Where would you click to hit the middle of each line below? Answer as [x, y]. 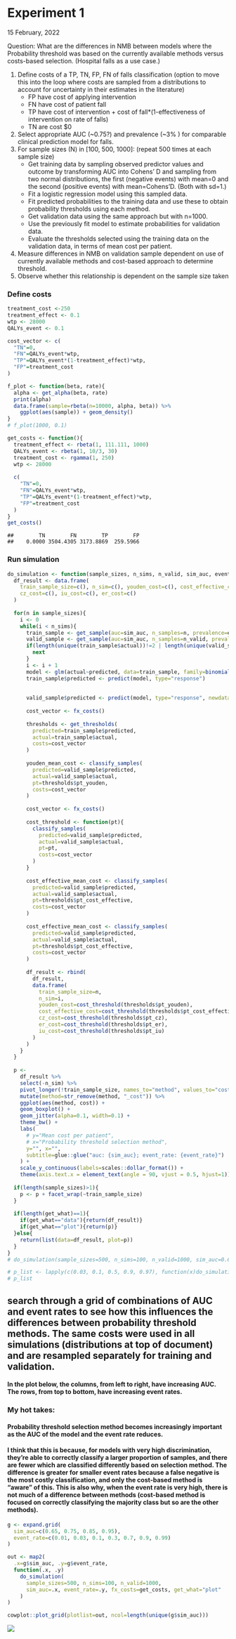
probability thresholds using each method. [89, 209]
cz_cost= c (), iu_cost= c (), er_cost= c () [78, 594]
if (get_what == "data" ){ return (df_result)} [81, 1220]
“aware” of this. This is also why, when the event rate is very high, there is [118, 1487]
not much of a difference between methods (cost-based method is [106, 1495]
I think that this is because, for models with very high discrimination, [110, 1450]
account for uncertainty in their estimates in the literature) [101, 89]
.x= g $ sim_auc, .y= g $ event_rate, [61, 1564]
